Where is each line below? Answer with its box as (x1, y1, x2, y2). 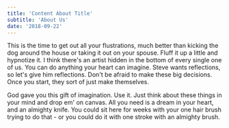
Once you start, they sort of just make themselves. (7, 78, 149, 86)
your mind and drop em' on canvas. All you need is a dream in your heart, (7, 99, 214, 107)
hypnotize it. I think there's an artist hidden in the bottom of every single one (7, 56, 222, 64)
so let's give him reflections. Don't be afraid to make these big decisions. (7, 71, 213, 79)
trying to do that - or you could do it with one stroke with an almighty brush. (7, 113, 220, 121)
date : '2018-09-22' (7, 23, 63, 29)
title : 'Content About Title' (7, 10, 94, 17)
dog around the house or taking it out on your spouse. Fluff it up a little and (7, 49, 218, 57)
